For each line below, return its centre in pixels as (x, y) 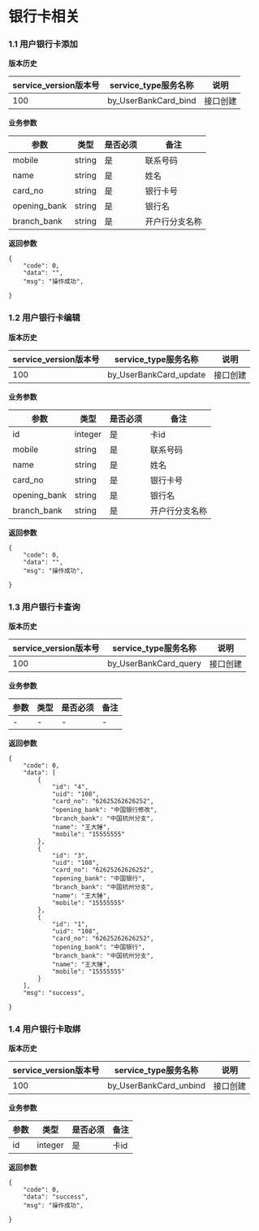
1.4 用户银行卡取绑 (45, 1029)
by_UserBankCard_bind (151, 101)
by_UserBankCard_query (154, 664)
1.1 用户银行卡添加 (43, 44)
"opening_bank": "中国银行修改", (105, 810)
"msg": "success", (54, 993)
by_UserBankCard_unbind (156, 1085)
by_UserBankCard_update (156, 374)
